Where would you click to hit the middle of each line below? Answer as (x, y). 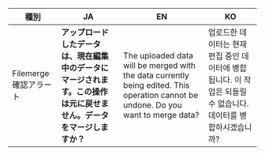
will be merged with (159, 65)
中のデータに (85, 68)
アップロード (85, 32)
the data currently (156, 76)
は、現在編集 (85, 56)
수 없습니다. (228, 104)
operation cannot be (161, 95)
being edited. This (157, 85)
